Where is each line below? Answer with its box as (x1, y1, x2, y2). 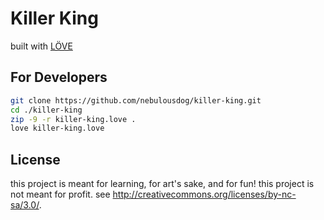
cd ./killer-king (10, 105, 83, 115)
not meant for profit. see (10, 188, 111, 201)
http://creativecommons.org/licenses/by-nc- (112, 188, 297, 201)
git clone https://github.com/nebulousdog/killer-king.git (10, 95, 262, 106)
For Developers (10, 69, 108, 86)
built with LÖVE (10, 40, 73, 52)
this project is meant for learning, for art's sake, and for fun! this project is (10, 178, 315, 190)
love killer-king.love (10, 123, 105, 134)
